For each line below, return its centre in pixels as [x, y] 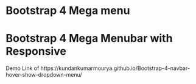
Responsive [36, 51]
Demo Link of [23, 68]
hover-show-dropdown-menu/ [44, 75]
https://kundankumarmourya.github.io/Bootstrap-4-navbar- [115, 68]
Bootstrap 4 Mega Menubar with [89, 39]
